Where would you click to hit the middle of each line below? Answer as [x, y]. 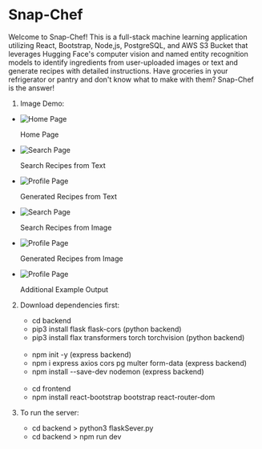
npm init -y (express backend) [82, 355]
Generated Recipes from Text [69, 196]
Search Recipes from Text [62, 165]
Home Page [39, 134]
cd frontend [51, 388]
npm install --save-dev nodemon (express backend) [118, 371]
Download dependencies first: [70, 305]
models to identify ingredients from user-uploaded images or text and [123, 62]
